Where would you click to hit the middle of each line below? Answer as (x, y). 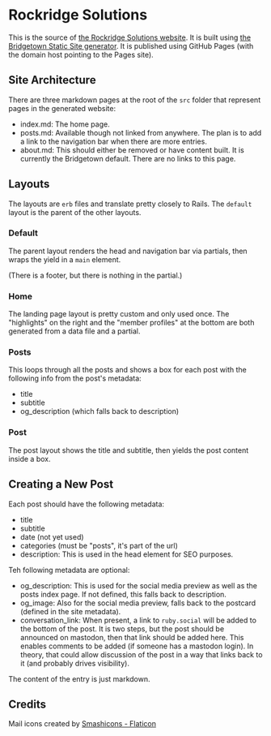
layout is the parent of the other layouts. (75, 212)
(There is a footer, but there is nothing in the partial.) (95, 275)
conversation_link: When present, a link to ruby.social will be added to (138, 620)
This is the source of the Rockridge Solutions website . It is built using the (130, 37)
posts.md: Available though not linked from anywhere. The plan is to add (141, 132)
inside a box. (30, 458)
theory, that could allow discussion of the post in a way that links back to (141, 654)
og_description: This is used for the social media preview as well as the (138, 585)
